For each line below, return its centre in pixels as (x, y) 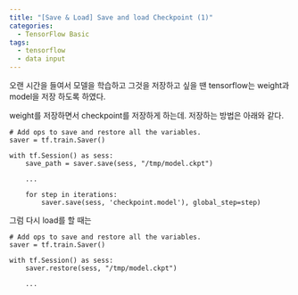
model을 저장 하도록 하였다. (58, 96)
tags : (19, 42)
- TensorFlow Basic (54, 34)
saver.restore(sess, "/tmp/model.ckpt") (101, 268)
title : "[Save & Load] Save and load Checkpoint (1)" (112, 17)
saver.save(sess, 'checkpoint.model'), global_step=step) (151, 202)
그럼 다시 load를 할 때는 (50, 220)
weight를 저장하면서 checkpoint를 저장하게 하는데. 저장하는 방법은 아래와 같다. (146, 115)
